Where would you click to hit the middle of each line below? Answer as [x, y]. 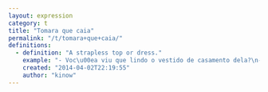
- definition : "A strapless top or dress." [89, 53]
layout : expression [41, 16]
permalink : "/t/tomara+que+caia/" [66, 38]
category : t [28, 23]
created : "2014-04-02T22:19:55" [76, 68]
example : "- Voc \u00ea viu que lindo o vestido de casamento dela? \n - [142, 61]
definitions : [30, 46]
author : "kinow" [50, 75]
